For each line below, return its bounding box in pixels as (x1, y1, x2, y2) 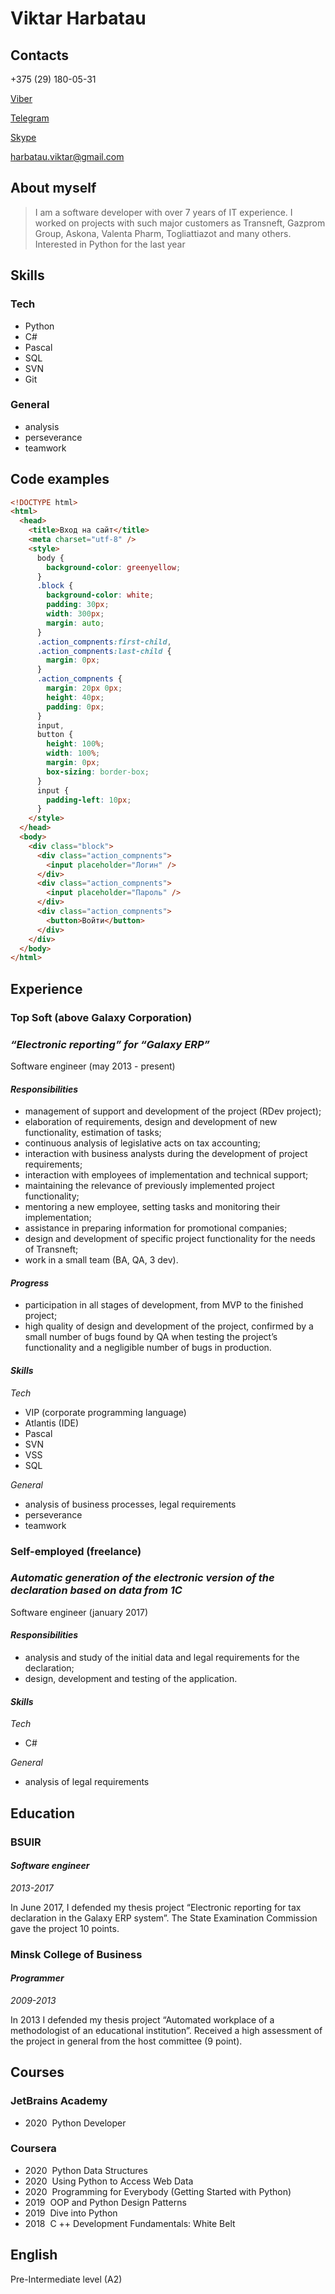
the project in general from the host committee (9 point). (10, 2035, 243, 2047)
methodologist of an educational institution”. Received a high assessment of (10, 2024, 323, 2036)
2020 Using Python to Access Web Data (24, 2175, 194, 2187)
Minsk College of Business (10, 1947, 143, 1961)
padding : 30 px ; (46, 600, 110, 610)
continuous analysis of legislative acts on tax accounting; (24, 1137, 261, 1149)
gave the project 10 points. (10, 1922, 120, 1934)
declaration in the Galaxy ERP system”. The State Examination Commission (10, 1912, 318, 1924)
